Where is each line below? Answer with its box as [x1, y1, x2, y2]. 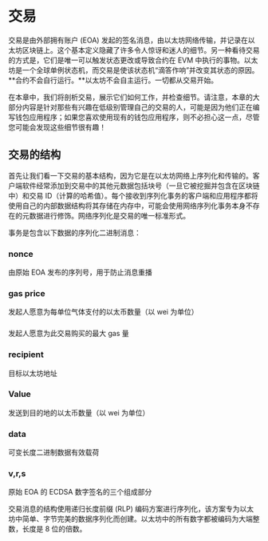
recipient [8, 349, 44, 360]
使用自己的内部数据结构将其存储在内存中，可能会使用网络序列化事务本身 [8, 201, 246, 210]
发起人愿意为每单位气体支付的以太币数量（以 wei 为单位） [8, 307, 199, 317]
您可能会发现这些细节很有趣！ [8, 122, 106, 132]
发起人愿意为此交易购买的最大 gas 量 [8, 329, 129, 339]
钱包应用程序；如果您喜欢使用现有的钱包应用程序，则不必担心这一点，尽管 [14, 112, 260, 122]
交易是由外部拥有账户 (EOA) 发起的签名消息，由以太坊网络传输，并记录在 [8, 35, 249, 45]
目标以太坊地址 [8, 368, 57, 378]
